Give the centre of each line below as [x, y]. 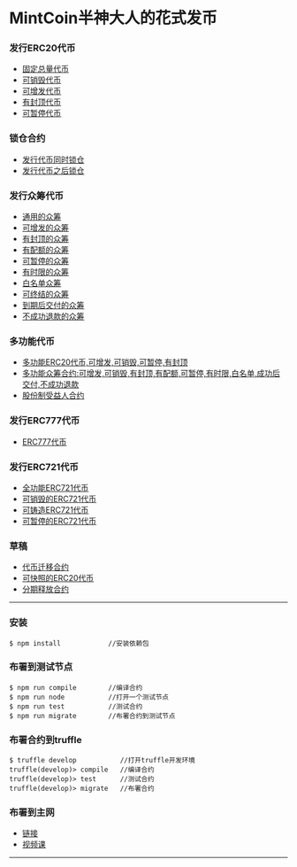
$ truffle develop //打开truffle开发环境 [103, 761]
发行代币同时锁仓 [53, 159]
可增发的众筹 [45, 228]
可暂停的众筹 [45, 261]
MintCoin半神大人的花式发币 [114, 18]
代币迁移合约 [45, 567]
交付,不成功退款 [50, 384]
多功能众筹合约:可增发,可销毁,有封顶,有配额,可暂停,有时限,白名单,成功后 [151, 374]
